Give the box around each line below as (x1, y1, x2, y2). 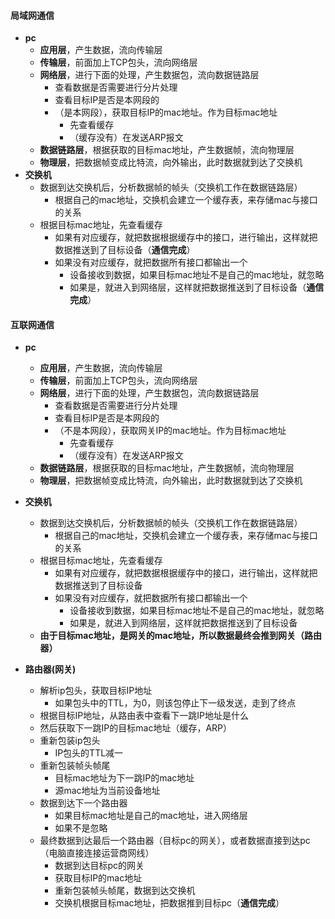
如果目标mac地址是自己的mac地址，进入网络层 (54, 810, 248, 822)
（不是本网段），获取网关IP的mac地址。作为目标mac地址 (54, 425, 287, 437)
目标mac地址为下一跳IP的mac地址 (54, 772, 195, 784)
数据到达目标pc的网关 (54, 860, 145, 872)
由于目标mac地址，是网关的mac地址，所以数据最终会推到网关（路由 (39, 630, 322, 642)
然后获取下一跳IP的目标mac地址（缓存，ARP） (39, 722, 233, 734)
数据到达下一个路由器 (39, 797, 128, 809)
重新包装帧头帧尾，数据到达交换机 (54, 885, 196, 897)
